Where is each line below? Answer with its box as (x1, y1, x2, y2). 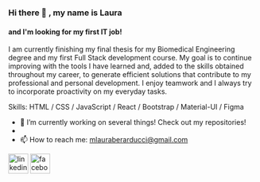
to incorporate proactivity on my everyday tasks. (8, 87, 168, 96)
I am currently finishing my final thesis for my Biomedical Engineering (8, 45, 235, 54)
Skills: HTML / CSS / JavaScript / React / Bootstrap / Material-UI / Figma (8, 103, 244, 112)
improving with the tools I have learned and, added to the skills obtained (8, 61, 244, 71)
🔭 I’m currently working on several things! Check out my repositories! (19, 118, 246, 127)
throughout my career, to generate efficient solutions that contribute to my (8, 70, 252, 79)
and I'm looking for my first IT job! (8, 27, 122, 37)
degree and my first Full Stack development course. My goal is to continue (8, 53, 252, 63)
